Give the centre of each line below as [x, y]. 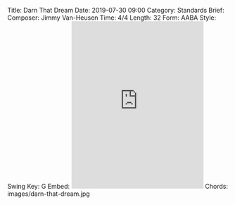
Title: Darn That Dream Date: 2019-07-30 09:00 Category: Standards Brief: [116, 10]
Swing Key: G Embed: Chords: [118, 186]
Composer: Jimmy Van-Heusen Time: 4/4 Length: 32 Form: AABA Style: [112, 18]
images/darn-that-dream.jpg [49, 194]
